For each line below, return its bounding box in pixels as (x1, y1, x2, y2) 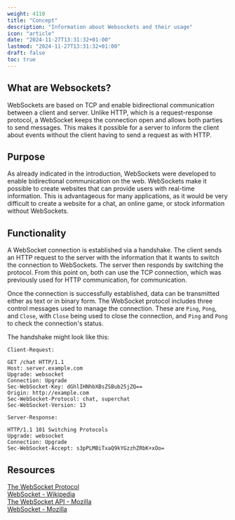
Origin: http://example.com (7, 389, 90, 397)
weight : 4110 (7, 10, 46, 18)
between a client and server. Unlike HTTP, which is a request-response (7, 108, 213, 117)
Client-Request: (7, 346, 55, 353)
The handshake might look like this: (7, 333, 110, 342)
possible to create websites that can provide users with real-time (7, 184, 195, 193)
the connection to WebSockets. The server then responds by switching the (7, 261, 224, 269)
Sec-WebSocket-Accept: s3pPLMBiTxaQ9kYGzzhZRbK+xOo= (7, 445, 165, 452)
